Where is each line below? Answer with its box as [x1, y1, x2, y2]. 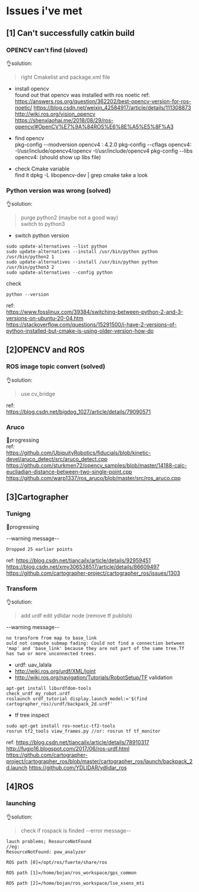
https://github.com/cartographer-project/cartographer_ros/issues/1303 [6, 569, 181, 577]
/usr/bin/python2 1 [6, 254, 55, 260]
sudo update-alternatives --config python [6, 270, 113, 275]
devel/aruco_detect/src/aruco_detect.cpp [6, 456, 108, 463]
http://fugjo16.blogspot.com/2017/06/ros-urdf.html [6, 745, 129, 752]
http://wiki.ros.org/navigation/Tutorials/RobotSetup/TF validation [14, 674, 173, 681]
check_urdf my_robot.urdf [6, 690, 70, 697]
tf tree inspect [14, 711, 49, 719]
